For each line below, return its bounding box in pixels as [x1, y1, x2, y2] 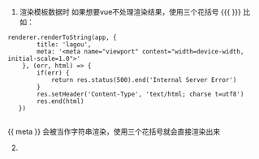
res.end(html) [37, 97, 84, 105]
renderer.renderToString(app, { [7, 33, 117, 41]
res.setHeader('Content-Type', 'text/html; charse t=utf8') [37, 90, 244, 98]
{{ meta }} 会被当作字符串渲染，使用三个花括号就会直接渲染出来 [7, 127, 221, 136]
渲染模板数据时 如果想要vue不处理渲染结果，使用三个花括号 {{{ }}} [19, 7, 241, 16]
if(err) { [37, 69, 70, 77]
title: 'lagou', [37, 41, 92, 49]
